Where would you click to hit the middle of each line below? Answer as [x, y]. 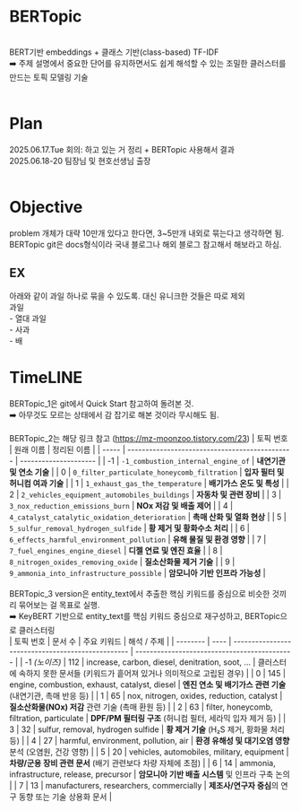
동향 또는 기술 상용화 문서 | [65, 797]
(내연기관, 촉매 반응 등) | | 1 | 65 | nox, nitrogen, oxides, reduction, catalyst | [146, 695]
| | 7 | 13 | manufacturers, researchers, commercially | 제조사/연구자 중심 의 [144, 785]
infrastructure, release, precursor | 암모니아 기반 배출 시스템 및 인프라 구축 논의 [150, 774]
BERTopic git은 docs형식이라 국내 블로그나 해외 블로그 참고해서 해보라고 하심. [146, 244]
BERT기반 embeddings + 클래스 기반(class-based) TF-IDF [114, 52]
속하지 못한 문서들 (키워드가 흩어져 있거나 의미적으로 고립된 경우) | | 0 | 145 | [152, 673]
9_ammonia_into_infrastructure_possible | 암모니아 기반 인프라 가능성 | [137, 572]
